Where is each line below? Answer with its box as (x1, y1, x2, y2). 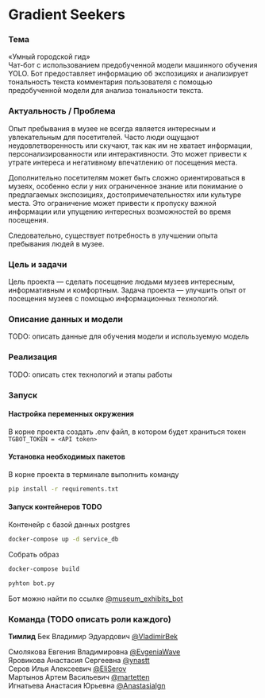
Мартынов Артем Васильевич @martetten (8, 673, 150, 681)
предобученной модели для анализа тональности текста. (8, 86, 204, 95)
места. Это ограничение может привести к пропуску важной (8, 198, 217, 207)
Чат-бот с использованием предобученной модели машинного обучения (8, 60, 258, 70)
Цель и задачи (8, 258, 67, 270)
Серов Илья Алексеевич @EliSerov (8, 664, 127, 673)
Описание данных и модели (8, 314, 123, 324)
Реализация (8, 351, 58, 363)
